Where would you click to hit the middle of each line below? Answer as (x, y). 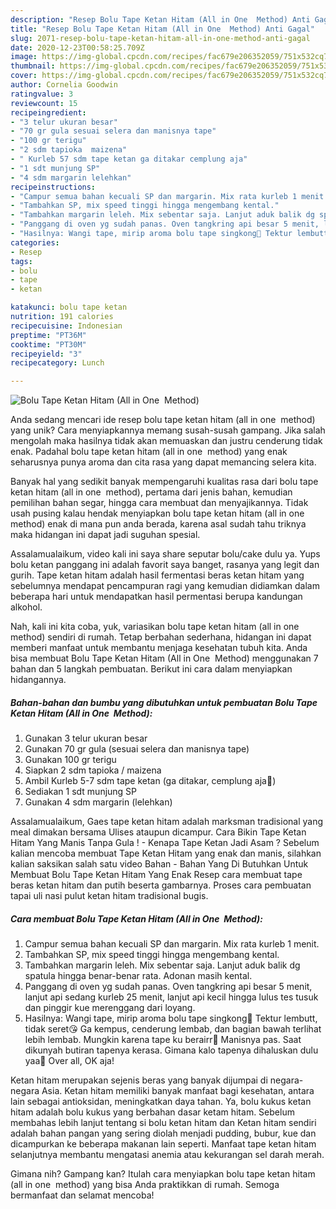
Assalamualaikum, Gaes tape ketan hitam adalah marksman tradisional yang (167, 822)
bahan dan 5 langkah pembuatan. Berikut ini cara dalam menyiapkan (151, 669)
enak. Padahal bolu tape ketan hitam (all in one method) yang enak (149, 452)
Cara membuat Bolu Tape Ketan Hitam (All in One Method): (136, 918)
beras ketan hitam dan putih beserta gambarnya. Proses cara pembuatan (161, 885)
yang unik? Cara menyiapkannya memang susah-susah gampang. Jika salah (168, 430)
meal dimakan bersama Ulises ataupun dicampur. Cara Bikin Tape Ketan (158, 832)
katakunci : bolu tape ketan (69, 307)
